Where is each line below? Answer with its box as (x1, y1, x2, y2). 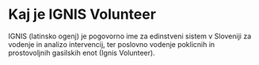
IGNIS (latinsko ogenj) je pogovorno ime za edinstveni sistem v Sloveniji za (8, 31, 252, 41)
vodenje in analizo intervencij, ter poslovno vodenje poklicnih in (8, 39, 215, 49)
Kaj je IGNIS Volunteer (8, 5, 157, 23)
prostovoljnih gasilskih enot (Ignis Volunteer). (8, 48, 156, 57)
